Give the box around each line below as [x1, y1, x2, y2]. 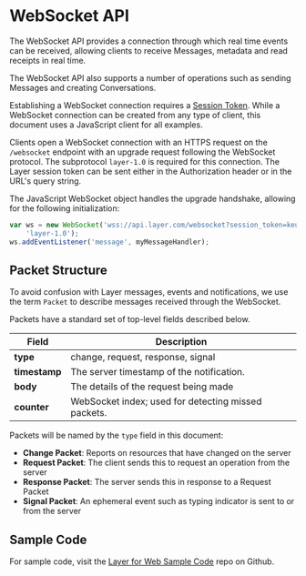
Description [155, 336, 208, 349]
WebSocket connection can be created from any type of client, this [9, 109, 261, 120]
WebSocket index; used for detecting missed [70, 395, 262, 408]
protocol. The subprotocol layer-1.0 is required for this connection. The [9, 156, 280, 167]
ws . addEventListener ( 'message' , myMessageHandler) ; [9, 237, 209, 247]
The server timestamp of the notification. [70, 366, 246, 379]
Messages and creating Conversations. [9, 82, 157, 93]
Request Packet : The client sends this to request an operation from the [22, 457, 290, 469]
